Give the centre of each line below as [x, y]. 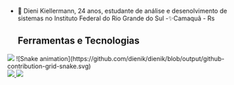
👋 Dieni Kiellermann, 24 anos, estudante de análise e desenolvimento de [122, 11]
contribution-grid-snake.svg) [49, 66]
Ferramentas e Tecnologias [78, 41]
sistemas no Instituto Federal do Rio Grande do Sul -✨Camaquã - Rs [116, 18]
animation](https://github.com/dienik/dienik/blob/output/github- [132, 58]
